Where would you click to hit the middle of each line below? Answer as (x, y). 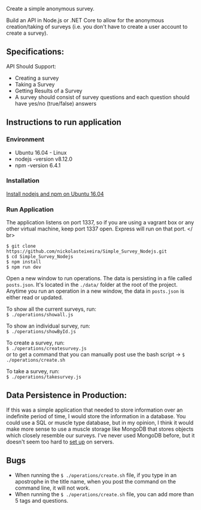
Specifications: (35, 52)
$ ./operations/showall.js (40, 315)
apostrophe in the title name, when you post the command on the (95, 481)
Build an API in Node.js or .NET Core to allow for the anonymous (85, 20)
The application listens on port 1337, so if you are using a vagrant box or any (100, 223)
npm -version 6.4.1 (38, 165)
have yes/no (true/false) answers (56, 103)
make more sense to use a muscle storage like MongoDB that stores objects (100, 429)
